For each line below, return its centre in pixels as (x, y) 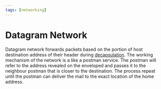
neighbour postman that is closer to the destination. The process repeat (80, 71)
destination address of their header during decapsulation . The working (79, 54)
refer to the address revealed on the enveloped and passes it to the (76, 65)
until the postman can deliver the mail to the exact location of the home (80, 76)
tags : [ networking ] (26, 10)
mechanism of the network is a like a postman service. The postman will (81, 60)
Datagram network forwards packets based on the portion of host (74, 49)
